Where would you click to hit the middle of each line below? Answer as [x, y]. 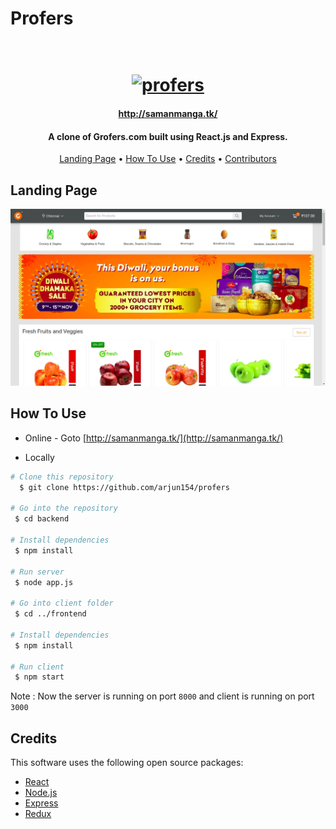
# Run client [37, 667]
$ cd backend [42, 519]
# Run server [37, 572]
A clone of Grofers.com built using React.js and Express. [168, 136]
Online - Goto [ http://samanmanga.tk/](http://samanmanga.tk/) [154, 438]
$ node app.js [44, 582]
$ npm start [39, 677]
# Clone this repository [62, 477]
